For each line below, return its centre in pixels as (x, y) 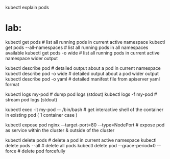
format (12, 84)
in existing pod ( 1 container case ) (41, 115)
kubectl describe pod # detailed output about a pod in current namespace (83, 68)
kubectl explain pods (27, 7)
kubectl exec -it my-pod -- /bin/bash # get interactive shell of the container (84, 110)
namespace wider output (32, 58)
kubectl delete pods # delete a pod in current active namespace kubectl (81, 140)
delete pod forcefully (43, 151)
